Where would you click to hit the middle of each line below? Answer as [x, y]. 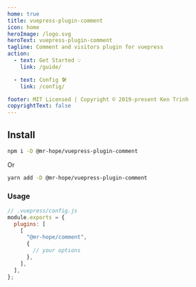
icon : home [23, 27]
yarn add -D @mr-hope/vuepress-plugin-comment [77, 178]
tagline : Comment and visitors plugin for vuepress [85, 47]
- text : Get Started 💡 [48, 61]
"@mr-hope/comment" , [56, 237]
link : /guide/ [41, 67]
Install [21, 135]
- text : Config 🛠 [40, 80]
